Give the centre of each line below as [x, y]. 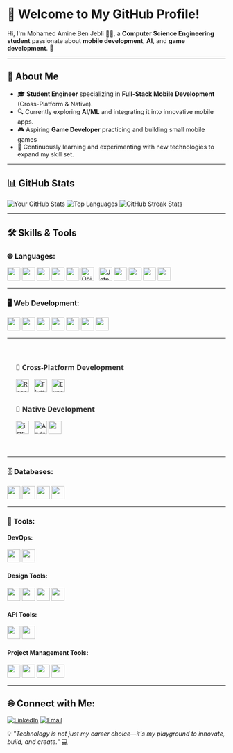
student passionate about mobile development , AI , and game [96, 40]
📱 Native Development [56, 409]
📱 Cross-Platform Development [70, 367]
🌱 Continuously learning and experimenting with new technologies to [116, 147]
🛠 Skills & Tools [42, 233]
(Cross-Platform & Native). [55, 104]
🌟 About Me [33, 77]
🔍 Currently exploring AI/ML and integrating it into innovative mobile [115, 111]
